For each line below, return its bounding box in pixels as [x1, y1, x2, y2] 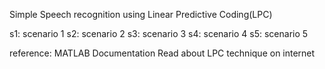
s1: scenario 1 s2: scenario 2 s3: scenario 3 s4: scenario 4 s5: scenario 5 [9, 28, 309, 39]
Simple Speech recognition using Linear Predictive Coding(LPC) [9, 9, 273, 20]
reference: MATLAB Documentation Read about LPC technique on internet [9, 47, 316, 59]
